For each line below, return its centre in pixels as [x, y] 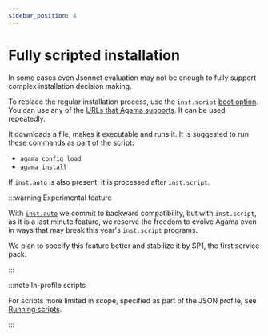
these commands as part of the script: [71, 142]
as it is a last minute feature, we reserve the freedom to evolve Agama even [133, 222]
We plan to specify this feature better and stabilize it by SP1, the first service [134, 246]
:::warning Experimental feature [60, 198]
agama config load [50, 158]
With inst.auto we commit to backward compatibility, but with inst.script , [133, 213]
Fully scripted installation [94, 55]
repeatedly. [27, 118]
